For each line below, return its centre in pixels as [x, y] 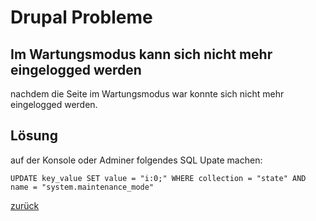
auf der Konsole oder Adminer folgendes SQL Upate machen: [136, 160]
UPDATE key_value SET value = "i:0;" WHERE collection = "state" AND [158, 178]
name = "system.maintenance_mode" [82, 187]
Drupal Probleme [81, 17]
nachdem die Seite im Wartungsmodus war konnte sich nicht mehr [147, 94]
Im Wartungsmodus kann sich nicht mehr [141, 54]
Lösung [34, 136]
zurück [25, 205]
